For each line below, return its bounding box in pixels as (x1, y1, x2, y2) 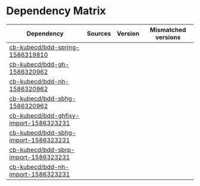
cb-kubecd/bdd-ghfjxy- (9, 111, 80, 119)
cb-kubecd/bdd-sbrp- (9, 146, 75, 154)
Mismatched (149, 26, 186, 34)
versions (155, 33, 181, 41)
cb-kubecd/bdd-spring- (9, 43, 80, 51)
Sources (86, 29, 111, 37)
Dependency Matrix (6, 4, 106, 18)
